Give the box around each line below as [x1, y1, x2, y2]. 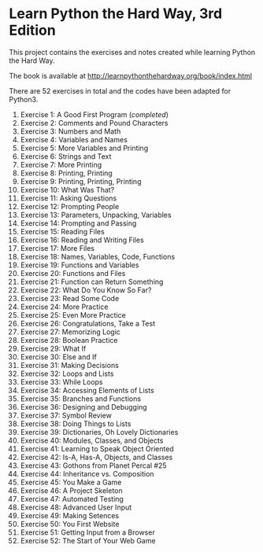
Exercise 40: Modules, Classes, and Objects [20, 436, 164, 445]
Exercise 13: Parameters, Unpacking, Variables [20, 210, 172, 219]
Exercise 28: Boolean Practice [20, 335, 118, 344]
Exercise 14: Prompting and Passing [20, 218, 137, 228]
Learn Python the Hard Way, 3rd [9, 5, 223, 23]
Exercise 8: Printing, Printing [20, 168, 113, 178]
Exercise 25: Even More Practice [20, 310, 127, 319]
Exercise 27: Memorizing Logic [20, 327, 121, 337]
